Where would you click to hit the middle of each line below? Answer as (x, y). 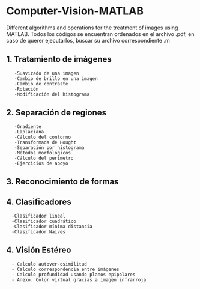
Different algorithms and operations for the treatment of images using (92, 28)
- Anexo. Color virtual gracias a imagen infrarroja (79, 280)
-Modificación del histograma (52, 94)
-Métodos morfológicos (42, 153)
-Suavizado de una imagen (47, 73)
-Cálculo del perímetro (44, 158)
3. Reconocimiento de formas (62, 181)
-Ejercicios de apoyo (41, 163)
